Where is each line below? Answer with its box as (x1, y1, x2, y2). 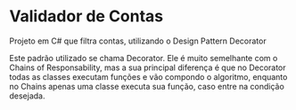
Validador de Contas (9, 6, 164, 27)
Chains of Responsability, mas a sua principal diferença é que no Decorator (9, 62, 287, 73)
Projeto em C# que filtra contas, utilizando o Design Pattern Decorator (9, 35, 267, 46)
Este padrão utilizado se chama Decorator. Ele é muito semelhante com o (9, 52, 278, 63)
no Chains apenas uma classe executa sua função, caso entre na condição (9, 81, 285, 91)
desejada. (9, 90, 46, 101)
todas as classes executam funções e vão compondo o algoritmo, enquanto (9, 71, 288, 82)
